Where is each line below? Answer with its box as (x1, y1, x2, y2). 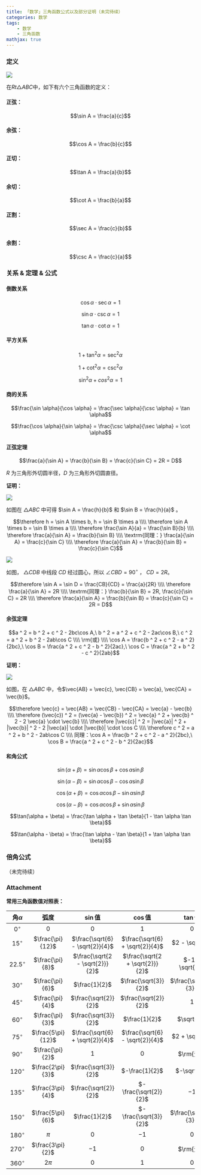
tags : (6, 20, 20, 26)
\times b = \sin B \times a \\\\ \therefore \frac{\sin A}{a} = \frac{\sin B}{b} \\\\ (7, 525, 194, 532)
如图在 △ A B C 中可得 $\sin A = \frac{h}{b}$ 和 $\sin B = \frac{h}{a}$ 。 (6, 506, 181, 513)
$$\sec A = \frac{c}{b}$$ (69, 225, 132, 232)
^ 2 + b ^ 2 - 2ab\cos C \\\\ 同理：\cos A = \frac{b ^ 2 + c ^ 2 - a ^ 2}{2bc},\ (8, 731, 193, 739)
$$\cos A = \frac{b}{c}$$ (69, 140, 132, 147)
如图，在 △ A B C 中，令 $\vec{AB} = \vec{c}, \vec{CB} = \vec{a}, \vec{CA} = (6, 686, 192, 693)
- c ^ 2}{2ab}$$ (81, 649, 120, 656)
